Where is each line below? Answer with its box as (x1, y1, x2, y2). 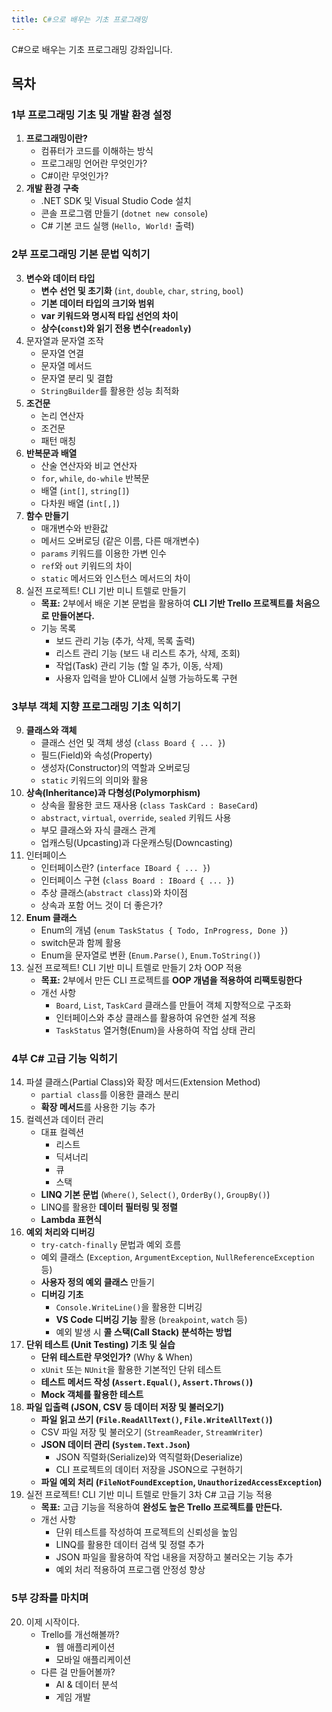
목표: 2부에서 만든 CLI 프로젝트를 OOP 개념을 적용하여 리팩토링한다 (40, 974, 303, 986)
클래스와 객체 (25, 724, 78, 736)
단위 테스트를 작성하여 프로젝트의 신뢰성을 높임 (55, 1526, 238, 1538)
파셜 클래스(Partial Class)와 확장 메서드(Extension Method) (25, 1076, 261, 1088)
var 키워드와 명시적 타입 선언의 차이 (40, 309, 179, 321)
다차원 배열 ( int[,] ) (40, 497, 121, 509)
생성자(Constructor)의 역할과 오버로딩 (40, 761, 191, 773)
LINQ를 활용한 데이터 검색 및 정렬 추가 (55, 1539, 205, 1551)
